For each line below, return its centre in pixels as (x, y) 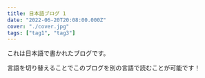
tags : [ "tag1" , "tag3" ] (41, 33)
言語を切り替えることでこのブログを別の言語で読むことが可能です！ (104, 68)
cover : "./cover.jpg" (38, 26)
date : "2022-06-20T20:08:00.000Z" (57, 20)
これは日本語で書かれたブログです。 (58, 53)
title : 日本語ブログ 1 (37, 13)
